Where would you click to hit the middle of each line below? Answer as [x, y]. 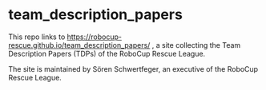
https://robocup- [95, 37]
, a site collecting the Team [196, 45]
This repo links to [37, 37]
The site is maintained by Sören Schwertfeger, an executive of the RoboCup [133, 68]
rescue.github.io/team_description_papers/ [79, 45]
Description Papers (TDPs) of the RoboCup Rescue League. [107, 53]
